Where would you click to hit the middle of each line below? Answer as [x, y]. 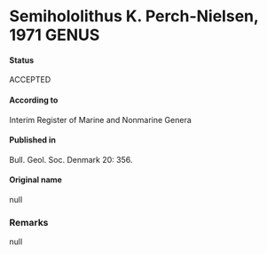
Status [22, 60]
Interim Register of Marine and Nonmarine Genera [101, 119]
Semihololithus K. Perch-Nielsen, [134, 16]
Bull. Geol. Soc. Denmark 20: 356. [71, 159]
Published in [32, 140]
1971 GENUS [55, 35]
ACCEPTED [30, 80]
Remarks [29, 222]
